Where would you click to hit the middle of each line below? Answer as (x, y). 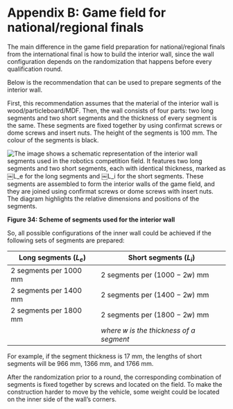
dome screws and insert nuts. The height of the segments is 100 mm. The (112, 133)
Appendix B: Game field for (87, 13)
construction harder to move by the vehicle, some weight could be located (113, 392)
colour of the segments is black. (53, 140)
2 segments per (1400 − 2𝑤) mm (155, 295)
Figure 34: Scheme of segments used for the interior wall (91, 219)
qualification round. (35, 69)
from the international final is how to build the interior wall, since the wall (111, 54)
